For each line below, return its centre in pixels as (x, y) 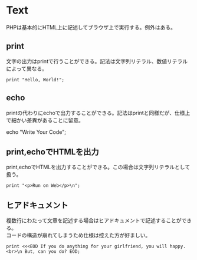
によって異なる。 (27, 68)
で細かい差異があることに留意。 (45, 120)
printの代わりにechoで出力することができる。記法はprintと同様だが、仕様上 (98, 113)
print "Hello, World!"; (35, 80)
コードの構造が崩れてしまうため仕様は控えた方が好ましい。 (78, 235)
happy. (178, 246)
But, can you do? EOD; (52, 252)
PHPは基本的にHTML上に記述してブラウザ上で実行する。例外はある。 (91, 27)
